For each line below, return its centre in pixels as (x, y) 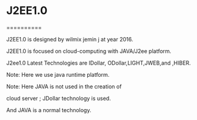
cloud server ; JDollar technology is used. (59, 98)
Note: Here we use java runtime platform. (58, 74)
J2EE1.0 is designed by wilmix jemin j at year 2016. (70, 39)
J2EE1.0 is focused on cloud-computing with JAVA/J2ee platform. (89, 51)
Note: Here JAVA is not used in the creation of (64, 86)
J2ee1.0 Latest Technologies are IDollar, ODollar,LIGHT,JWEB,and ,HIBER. (99, 63)
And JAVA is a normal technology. (49, 110)
